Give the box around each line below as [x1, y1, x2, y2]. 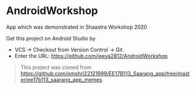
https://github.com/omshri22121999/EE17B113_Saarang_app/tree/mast [20, 70, 190, 77]
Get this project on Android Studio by [6, 35, 96, 42]
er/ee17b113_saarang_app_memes [20, 76, 103, 83]
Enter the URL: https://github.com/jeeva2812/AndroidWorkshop [14, 52, 168, 59]
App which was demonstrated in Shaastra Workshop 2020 [6, 23, 148, 30]
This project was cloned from [20, 63, 92, 71]
